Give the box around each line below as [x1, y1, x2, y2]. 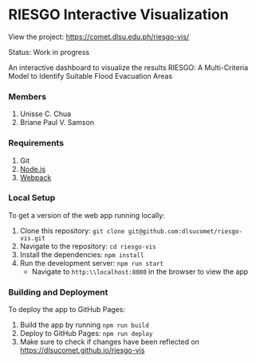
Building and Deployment [8, 287, 108, 298]
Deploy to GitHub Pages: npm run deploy [19, 329, 153, 338]
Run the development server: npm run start [19, 258, 164, 267]
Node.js [19, 164, 46, 174]
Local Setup [8, 193, 56, 204]
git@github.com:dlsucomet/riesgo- [128, 227, 243, 236]
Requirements [8, 138, 65, 149]
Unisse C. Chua [19, 109, 72, 119]
